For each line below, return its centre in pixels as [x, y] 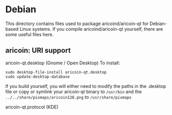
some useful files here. [30, 34]
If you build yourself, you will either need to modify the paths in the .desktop [86, 86]
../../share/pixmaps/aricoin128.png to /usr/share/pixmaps [69, 97]
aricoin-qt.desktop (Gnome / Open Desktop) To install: [63, 63]
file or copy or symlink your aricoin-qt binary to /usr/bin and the [74, 91]
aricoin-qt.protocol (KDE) [32, 107]
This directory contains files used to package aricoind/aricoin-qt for [77, 24]
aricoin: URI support [38, 50]
